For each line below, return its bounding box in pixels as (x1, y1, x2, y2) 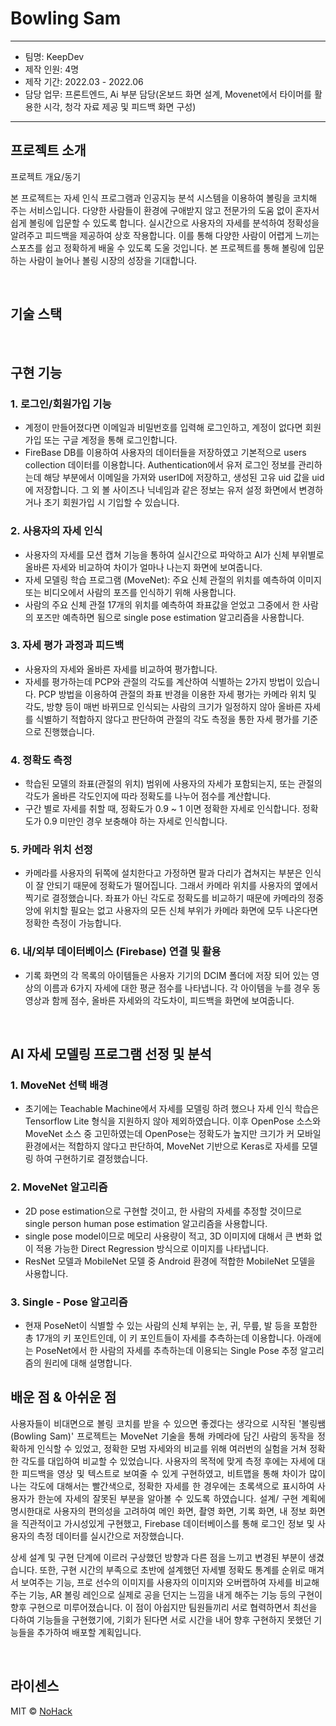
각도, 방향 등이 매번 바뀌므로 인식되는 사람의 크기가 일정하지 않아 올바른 (24, 700, 303, 712)
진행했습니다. (43, 725, 95, 737)
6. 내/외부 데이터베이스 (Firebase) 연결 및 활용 (10, 945, 222, 959)
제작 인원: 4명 (24, 63, 80, 75)
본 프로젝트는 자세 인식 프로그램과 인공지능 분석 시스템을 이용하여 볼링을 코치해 (10, 192, 318, 204)
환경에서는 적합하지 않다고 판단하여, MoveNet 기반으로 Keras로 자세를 (24, 1140, 300, 1152)
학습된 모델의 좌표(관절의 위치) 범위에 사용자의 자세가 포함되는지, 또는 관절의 (24, 778, 323, 790)
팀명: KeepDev (24, 50, 85, 62)
